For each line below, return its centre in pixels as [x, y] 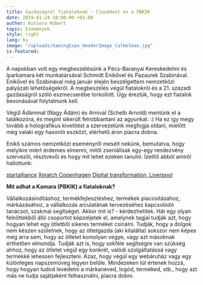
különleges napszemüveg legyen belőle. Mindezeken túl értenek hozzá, [95, 263]
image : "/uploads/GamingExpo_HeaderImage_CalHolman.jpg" [80, 46]
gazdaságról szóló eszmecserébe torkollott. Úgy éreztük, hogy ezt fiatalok [99, 94]
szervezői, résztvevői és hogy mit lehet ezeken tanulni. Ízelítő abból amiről [99, 156]
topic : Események [28, 29]
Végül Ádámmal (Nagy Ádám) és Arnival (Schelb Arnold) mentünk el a [93, 112]
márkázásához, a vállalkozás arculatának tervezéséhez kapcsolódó [90, 204]
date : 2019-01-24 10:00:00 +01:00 [50, 18]
